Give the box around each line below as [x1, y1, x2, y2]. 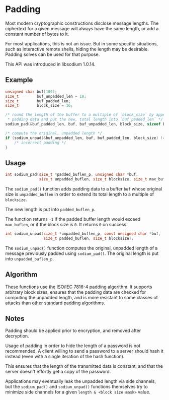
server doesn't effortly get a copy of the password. [5, 369, 111, 375]
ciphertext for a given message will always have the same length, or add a [5, 25, 159, 31]
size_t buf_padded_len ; [5, 98, 71, 104]
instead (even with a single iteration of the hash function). [5, 354, 125, 360]
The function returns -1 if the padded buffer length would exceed [5, 216, 141, 222]
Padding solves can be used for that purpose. [5, 51, 100, 57]
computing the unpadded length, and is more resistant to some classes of [5, 294, 158, 300]
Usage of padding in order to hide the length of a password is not [5, 343, 141, 349]
